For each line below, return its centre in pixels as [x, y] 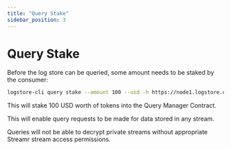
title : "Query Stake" [38, 13]
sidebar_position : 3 [37, 20]
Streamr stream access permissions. [59, 139]
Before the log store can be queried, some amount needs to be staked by [111, 73]
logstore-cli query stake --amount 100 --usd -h [78, 92]
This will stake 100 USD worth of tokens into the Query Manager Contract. [112, 105]
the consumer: [28, 80]
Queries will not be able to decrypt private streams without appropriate [108, 132]
